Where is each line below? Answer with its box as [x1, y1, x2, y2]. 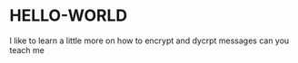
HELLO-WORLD [9, 5, 128, 26]
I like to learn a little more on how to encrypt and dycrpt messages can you [9, 35, 290, 46]
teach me [9, 44, 45, 55]
